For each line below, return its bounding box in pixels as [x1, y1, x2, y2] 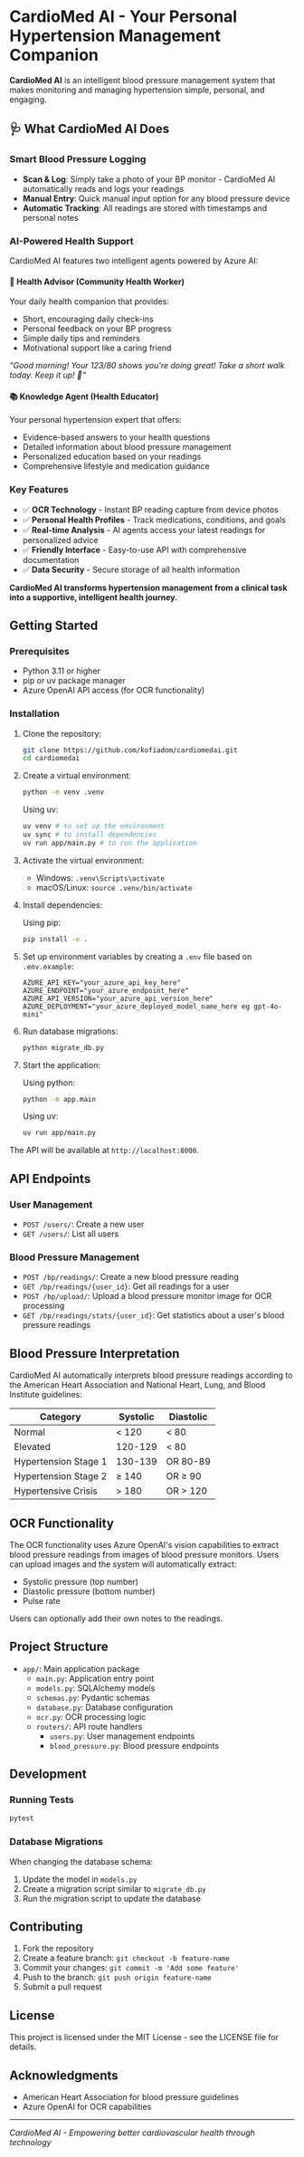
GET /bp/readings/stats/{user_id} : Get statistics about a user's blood [22, 1310, 285, 1321]
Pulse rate [22, 1595, 61, 1606]
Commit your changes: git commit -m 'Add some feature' [22, 1962, 240, 1973]
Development [9, 1767, 88, 1782]
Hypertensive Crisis [14, 1484, 98, 1497]
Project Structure [9, 1639, 109, 1655]
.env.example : [22, 960, 74, 971]
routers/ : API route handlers [35, 1721, 143, 1732]
